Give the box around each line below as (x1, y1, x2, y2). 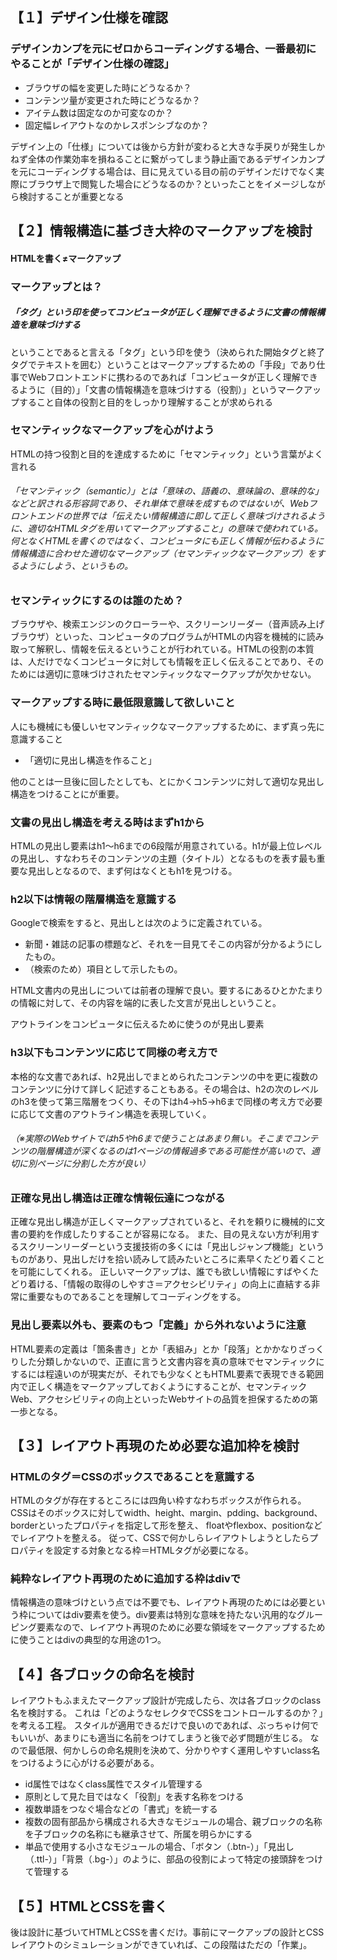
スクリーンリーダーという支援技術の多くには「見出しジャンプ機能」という (18, 1241, 325, 1253)
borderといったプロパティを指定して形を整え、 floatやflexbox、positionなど (10, 1519, 323, 1532)
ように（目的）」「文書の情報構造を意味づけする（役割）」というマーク (18, 383, 304, 395)
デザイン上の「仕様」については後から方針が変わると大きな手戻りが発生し (10, 140, 317, 152)
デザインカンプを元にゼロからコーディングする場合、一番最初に (10, 42, 317, 56)
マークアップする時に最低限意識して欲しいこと (10, 696, 236, 710)
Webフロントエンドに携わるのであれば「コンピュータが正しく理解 (27, 371, 301, 383)
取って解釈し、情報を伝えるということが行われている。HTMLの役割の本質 (10, 643, 315, 655)
